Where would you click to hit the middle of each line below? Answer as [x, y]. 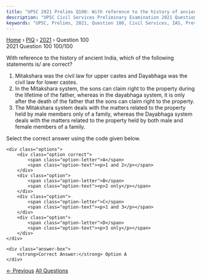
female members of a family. [50, 127]
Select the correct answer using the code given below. [73, 139]
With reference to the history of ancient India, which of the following [90, 58]
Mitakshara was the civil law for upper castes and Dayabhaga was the [101, 76]
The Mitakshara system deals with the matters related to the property [100, 108]
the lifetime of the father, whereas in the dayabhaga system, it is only [100, 95]
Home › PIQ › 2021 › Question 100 [48, 40]
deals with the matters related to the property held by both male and [99, 121]
